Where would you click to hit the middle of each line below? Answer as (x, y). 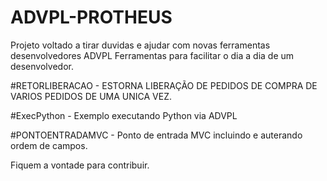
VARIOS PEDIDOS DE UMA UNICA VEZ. (91, 96)
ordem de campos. (49, 145)
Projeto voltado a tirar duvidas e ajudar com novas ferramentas (140, 45)
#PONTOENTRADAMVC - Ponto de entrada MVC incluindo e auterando (156, 135)
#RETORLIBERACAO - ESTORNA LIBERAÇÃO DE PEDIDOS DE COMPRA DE (164, 85)
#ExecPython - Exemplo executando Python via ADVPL (124, 115)
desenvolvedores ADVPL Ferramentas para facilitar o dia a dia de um (152, 55)
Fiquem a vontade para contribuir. (80, 165)
